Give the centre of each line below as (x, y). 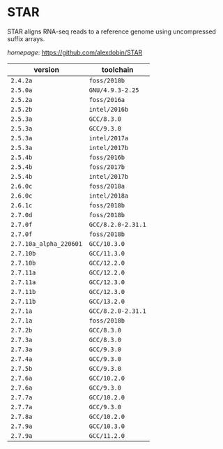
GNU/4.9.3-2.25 (114, 90)
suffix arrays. (26, 38)
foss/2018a (107, 186)
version (47, 69)
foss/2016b (107, 157)
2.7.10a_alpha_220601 (46, 244)
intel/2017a (109, 138)
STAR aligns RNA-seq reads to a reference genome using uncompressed (111, 31)
